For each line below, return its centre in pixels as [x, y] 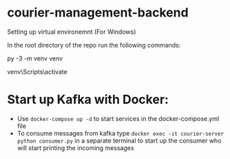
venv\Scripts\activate [37, 72]
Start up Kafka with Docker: [88, 99]
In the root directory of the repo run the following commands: [94, 45]
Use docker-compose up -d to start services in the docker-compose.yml [118, 118]
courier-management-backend [98, 13]
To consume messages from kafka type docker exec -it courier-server [121, 133]
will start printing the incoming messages [75, 148]
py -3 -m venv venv [35, 58]
